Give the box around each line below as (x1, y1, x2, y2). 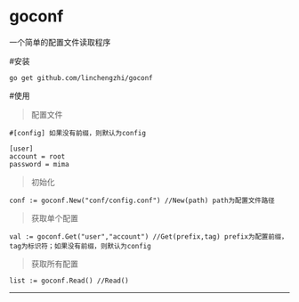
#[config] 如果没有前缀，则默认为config (9, 128, 147, 137)
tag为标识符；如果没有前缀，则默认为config (9, 241, 151, 250)
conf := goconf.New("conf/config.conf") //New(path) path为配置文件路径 (9, 196, 275, 205)
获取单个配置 (30, 212, 78, 224)
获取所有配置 (30, 258, 78, 269)
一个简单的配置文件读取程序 (9, 37, 111, 47)
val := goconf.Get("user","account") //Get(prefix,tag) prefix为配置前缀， (9, 232, 288, 241)
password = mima (9, 159, 69, 168)
